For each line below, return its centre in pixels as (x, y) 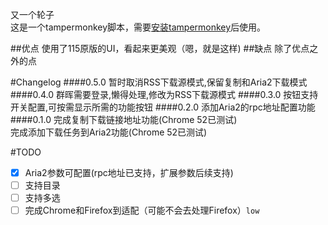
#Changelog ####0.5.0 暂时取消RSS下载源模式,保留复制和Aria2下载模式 (159, 82)
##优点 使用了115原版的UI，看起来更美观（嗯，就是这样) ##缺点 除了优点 (160, 48)
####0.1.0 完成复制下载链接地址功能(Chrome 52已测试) (124, 119)
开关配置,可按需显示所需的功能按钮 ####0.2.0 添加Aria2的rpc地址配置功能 (163, 107)
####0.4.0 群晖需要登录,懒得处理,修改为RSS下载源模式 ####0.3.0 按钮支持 (164, 94)
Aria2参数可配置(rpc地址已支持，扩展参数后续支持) (129, 172)
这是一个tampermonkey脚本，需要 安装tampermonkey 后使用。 (138, 27)
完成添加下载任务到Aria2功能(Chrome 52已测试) (109, 132)
